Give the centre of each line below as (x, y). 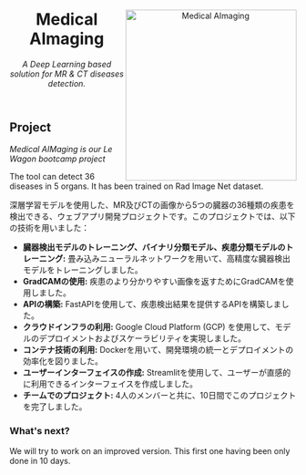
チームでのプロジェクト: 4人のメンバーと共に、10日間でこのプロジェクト (159, 396)
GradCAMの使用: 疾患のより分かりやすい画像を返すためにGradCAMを (154, 282)
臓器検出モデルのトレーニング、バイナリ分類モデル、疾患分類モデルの (154, 247)
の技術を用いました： (49, 228)
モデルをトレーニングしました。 (82, 270)
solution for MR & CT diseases (67, 74)
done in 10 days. (40, 460)
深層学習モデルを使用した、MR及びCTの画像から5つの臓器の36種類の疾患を (152, 205)
